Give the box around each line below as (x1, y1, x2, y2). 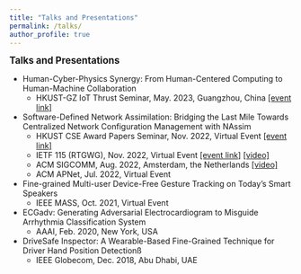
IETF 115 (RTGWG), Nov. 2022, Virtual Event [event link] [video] (35, 150, 270, 161)
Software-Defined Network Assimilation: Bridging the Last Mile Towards (22, 111, 289, 122)
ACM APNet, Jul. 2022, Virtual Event (35, 169, 172, 180)
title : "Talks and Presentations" (9, 13, 139, 22)
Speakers (22, 188, 58, 199)
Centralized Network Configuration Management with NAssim (22, 121, 252, 132)
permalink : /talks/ (9, 22, 83, 31)
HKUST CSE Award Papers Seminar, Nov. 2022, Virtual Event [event (35, 131, 288, 142)
